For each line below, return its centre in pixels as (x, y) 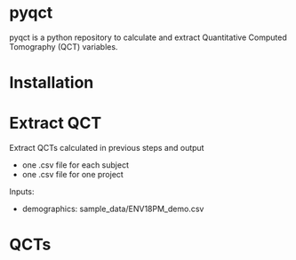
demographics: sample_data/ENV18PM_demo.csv (113, 209)
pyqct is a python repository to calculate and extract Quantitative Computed (148, 37)
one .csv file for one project (73, 175)
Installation (52, 83)
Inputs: (22, 192)
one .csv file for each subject (75, 165)
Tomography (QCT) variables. (64, 46)
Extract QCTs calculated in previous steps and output (107, 148)
